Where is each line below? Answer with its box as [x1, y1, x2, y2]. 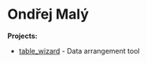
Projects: [7, 31, 38, 40]
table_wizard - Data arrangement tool [18, 46, 140, 55]
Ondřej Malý [7, 5, 90, 23]
